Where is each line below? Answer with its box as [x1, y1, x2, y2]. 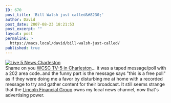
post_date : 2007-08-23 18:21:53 [5, 21, 74, 27]
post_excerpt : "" [5, 27, 42, 32]
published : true [5, 45, 40, 50]
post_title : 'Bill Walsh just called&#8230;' [5, 12, 104, 17]
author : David [5, 17, 36, 22]
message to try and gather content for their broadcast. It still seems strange [5, 81, 165, 87]
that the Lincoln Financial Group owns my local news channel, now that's [5, 86, 159, 92]
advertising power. [5, 92, 45, 98]
